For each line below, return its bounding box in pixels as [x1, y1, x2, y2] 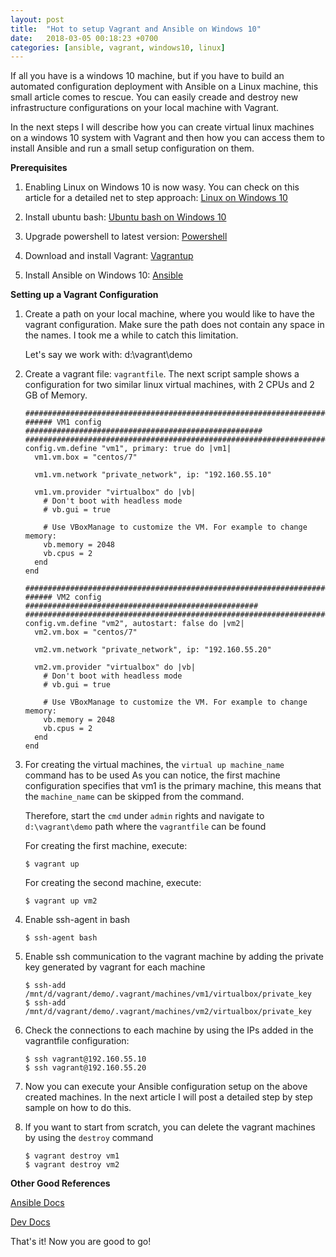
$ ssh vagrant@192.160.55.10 [24, 1054, 147, 1065]
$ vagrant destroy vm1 [24, 1151, 120, 1161]
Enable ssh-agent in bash [24, 914, 131, 926]
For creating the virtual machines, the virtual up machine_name [24, 759, 285, 771]
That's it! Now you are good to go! [10, 1236, 152, 1248]
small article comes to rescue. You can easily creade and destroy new [10, 91, 299, 103]
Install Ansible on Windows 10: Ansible [24, 269, 184, 281]
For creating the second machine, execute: [24, 877, 202, 889]
